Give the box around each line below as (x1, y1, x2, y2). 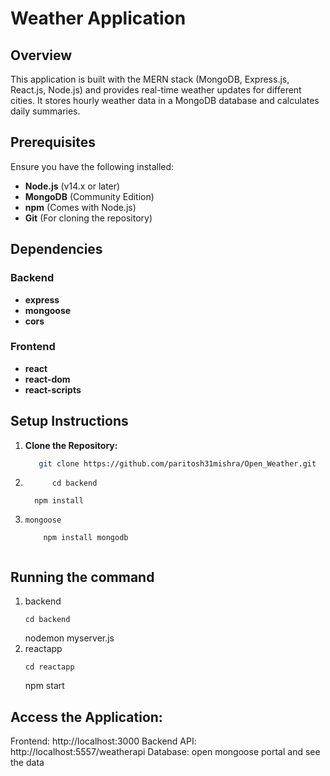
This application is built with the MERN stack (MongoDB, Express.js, (10, 73, 290, 85)
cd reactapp (24, 662, 75, 672)
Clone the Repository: (24, 439, 118, 451)
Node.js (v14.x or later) (24, 180, 121, 192)
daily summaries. (10, 105, 81, 117)
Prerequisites (10, 134, 96, 151)
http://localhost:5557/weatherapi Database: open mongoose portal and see (10, 746, 321, 758)
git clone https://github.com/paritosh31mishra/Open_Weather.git (38, 458, 317, 469)
